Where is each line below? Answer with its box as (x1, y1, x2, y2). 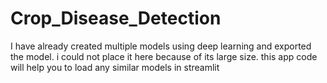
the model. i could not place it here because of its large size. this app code (10, 50, 318, 62)
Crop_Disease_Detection (10, 7, 222, 30)
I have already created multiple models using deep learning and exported (10, 40, 312, 52)
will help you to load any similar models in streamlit (10, 61, 220, 73)
